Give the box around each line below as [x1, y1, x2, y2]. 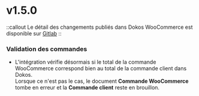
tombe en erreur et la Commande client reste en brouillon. [14, 84, 160, 91]
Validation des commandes [6, 44, 88, 53]
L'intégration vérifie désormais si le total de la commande [14, 58, 156, 66]
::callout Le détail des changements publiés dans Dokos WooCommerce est [6, 23, 193, 31]
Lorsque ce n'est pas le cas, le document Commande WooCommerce [14, 77, 189, 85]
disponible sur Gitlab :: [6, 29, 62, 37]
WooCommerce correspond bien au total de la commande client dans [14, 65, 187, 72]
